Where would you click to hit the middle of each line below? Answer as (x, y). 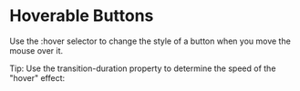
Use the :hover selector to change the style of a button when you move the (150, 41)
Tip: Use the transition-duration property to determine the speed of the (143, 68)
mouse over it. (36, 50)
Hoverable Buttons (82, 16)
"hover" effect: (37, 77)
